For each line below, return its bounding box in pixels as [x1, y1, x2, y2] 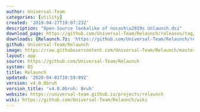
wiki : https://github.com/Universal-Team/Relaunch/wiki [6, 97, 148, 103]
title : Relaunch [6, 69, 46, 75]
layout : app [6, 53, 36, 59]
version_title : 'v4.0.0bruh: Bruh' [6, 86, 95, 92]
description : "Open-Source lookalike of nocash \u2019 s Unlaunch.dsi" [6, 25, 183, 31]
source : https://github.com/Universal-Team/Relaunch [6, 58, 140, 64]
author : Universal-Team [6, 8, 65, 15]
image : [6, 47, 23, 53]
